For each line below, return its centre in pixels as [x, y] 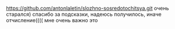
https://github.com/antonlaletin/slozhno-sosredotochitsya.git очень [88, 8]
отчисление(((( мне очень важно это [52, 20]
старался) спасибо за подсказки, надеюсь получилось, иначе [84, 14]
